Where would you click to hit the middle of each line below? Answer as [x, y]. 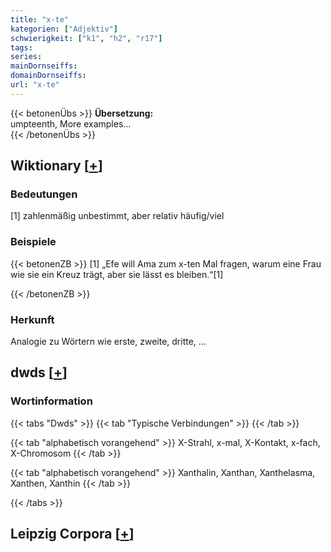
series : [26, 57]
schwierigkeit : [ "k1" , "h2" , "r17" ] [86, 38]
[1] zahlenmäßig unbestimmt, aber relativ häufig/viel [117, 216]
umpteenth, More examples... [71, 123]
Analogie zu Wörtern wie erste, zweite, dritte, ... [108, 342]
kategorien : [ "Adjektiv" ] [64, 29]
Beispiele [33, 242]
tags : [21, 47]
